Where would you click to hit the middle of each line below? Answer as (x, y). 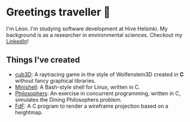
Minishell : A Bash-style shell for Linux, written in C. (77, 87)
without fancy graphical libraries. (55, 80)
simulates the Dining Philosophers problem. (68, 99)
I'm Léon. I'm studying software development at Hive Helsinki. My (87, 29)
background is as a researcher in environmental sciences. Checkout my (94, 35)
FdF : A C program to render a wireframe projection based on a (91, 106)
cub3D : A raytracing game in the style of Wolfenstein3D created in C (99, 74)
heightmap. (29, 112)
